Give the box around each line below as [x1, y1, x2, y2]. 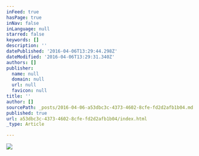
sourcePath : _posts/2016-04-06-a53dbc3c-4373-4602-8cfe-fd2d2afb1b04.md [6, 104, 194, 111]
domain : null [11, 76, 45, 82]
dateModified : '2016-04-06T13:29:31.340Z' [6, 54, 115, 60]
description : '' [6, 43, 47, 49]
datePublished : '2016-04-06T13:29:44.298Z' [6, 48, 118, 54]
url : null [11, 82, 36, 88]
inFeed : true [6, 8, 39, 15]
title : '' [6, 93, 31, 99]
